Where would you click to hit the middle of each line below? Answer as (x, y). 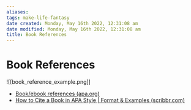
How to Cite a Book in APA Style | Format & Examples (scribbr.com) (100, 100)
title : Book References (37, 35)
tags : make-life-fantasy (38, 18)
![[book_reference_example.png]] (48, 82)
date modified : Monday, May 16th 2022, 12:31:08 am (73, 29)
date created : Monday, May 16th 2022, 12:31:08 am (72, 23)
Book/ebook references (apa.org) (57, 94)
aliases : (17, 12)
